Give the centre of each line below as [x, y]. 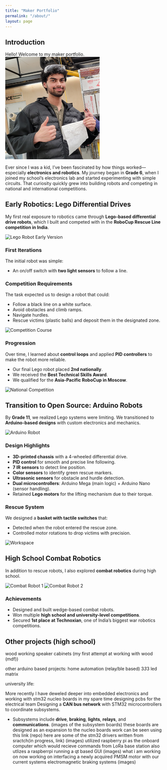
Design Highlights [28, 446]
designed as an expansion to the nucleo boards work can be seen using [87, 730]
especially [16, 172]
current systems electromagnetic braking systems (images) [74, 762]
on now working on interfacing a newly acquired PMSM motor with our [86, 756]
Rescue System [25, 507]
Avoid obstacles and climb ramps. [48, 310]
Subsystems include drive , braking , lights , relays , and [69, 719]
